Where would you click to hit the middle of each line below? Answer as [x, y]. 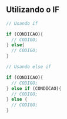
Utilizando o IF [33, 10]
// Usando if [22, 23]
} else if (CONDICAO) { [34, 88]
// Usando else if [29, 67]
